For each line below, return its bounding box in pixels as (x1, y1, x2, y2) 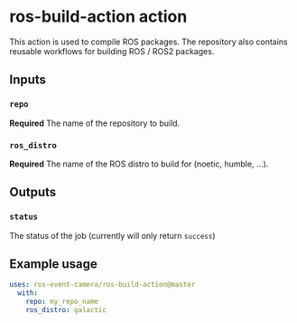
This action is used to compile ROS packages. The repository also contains (9, 36, 288, 47)
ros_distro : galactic (25, 306, 107, 315)
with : (17, 289, 39, 298)
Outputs (9, 185, 57, 200)
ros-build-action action (9, 6, 188, 27)
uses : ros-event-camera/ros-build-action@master (9, 280, 196, 290)
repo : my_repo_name (25, 297, 99, 307)
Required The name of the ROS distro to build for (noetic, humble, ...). (9, 158, 269, 169)
